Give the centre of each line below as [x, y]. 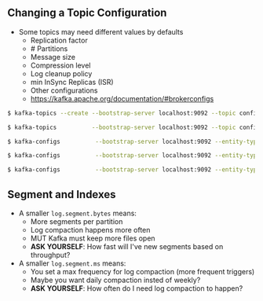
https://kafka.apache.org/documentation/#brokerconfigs [122, 98]
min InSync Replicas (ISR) [72, 82]
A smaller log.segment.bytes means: [77, 213]
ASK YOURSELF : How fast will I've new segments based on [127, 246]
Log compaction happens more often [90, 230]
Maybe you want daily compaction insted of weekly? [115, 280]
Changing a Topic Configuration [87, 13]
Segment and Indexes [62, 195]
